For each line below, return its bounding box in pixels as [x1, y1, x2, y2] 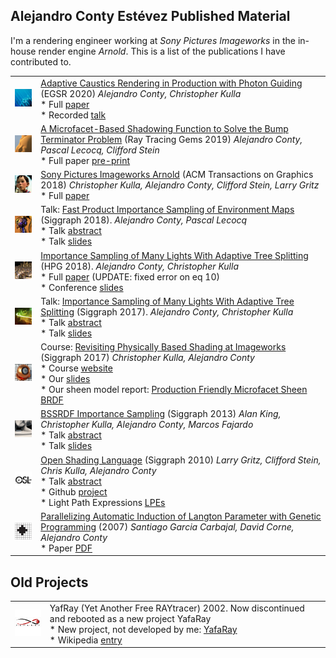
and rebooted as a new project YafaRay [49, 612, 212, 624]
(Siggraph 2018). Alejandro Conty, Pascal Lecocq [40, 214, 248, 226]
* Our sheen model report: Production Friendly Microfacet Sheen [40, 384, 308, 396]
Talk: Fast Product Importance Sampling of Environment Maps [40, 204, 295, 216]
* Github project [40, 485, 108, 498]
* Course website [40, 362, 113, 374]
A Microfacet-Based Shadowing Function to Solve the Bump [40, 122, 289, 134]
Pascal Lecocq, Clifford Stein [40, 144, 160, 156]
